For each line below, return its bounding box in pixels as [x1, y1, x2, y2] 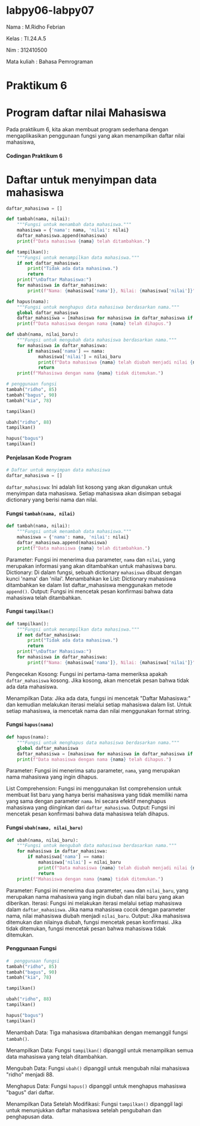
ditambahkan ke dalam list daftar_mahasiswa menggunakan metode [6, 581, 173, 588]
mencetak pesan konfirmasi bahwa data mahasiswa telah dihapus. [6, 810, 170, 817]
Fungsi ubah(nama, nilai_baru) [6, 824, 83, 831]
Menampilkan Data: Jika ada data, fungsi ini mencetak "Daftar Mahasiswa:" [6, 694, 191, 702]
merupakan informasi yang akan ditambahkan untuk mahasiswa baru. [6, 562, 177, 569]
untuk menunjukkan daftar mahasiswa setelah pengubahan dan [6, 1106, 162, 1113]
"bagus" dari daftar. [6, 1088, 55, 1096]
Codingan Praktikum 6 [6, 152, 63, 159]
